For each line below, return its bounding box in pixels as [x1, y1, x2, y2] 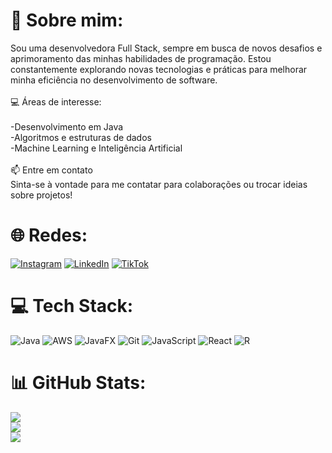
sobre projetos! [10, 189, 73, 201]
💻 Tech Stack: [10, 295, 134, 318]
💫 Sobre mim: [10, 9, 124, 32]
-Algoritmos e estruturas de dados [10, 131, 152, 143]
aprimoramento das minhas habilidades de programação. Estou [10, 52, 272, 64]
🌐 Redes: [10, 224, 88, 247]
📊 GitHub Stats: [10, 372, 147, 394]
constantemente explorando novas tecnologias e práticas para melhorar [10, 63, 308, 75]
